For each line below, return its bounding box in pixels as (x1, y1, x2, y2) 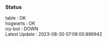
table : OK (5, 15, 26, 21)
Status (5, 4, 22, 11)
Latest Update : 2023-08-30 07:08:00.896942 (5, 31, 102, 37)
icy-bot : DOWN (5, 26, 39, 32)
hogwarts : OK (5, 20, 35, 26)
